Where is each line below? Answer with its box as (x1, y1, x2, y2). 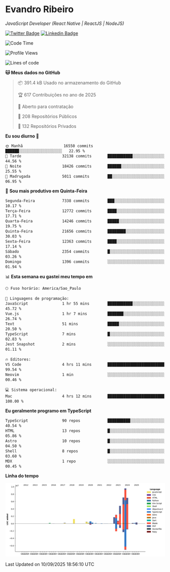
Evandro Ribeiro (5, 4, 74, 15)
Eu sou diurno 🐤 (5, 133, 39, 139)
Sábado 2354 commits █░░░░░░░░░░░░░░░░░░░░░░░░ (5, 249, 165, 254)
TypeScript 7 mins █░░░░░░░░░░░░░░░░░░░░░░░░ (5, 331, 165, 337)
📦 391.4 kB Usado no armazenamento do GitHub (17, 80, 121, 86)
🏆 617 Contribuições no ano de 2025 (17, 91, 96, 97)
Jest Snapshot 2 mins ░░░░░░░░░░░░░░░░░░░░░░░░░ (5, 342, 165, 347)
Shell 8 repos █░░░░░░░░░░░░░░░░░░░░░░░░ (5, 448, 165, 454)
